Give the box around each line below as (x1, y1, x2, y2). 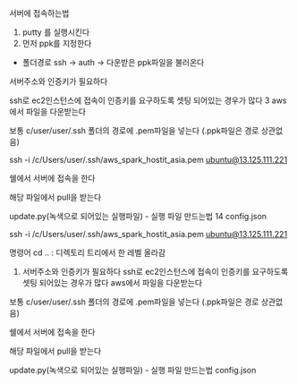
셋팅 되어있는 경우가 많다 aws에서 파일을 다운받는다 (21, 277, 203, 288)
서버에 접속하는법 (9, 8, 70, 18)
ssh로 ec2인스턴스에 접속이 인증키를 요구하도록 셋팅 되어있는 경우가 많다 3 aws (9, 95, 288, 106)
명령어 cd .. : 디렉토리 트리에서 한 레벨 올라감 (9, 247, 166, 258)
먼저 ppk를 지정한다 (21, 38, 92, 48)
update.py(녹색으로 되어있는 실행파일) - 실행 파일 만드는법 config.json (9, 365, 257, 375)
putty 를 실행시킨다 (21, 27, 90, 38)
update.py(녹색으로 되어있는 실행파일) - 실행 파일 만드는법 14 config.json (9, 211, 267, 221)
